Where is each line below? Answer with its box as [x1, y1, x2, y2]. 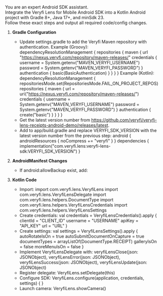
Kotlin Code [12, 177, 37, 183]
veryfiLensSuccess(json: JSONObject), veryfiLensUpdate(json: [19, 260, 147, 265]
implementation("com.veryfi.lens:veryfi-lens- [19, 143, 111, 149]
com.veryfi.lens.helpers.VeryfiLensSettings [19, 207, 107, 213]
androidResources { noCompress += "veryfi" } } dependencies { [19, 138, 149, 144]
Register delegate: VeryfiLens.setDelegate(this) [19, 270, 115, 275]
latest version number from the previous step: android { [19, 133, 131, 138]
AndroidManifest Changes [12, 158, 68, 163]
